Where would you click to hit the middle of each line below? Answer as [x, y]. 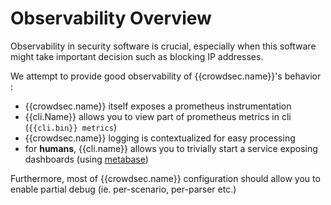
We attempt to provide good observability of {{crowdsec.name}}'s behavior [166, 76]
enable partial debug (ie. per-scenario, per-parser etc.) [123, 189]
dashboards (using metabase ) [86, 159]
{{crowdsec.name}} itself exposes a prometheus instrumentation [158, 106]
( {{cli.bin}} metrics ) [71, 127]
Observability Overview [111, 18]
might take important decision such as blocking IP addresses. [137, 56]
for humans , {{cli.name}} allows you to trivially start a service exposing [171, 148]
